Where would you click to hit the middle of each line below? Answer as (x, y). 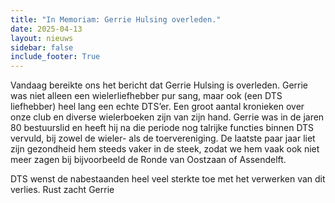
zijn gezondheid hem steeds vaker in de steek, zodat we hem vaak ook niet (165, 149)
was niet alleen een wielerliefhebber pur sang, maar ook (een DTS (146, 96)
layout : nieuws (42, 38)
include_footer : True (55, 57)
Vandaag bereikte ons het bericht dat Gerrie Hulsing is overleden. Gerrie (159, 85)
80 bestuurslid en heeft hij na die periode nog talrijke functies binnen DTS (162, 128)
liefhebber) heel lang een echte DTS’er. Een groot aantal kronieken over (157, 107)
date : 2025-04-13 (46, 29)
